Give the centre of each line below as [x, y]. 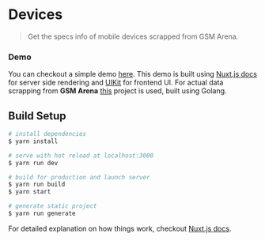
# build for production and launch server [79, 177]
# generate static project [53, 206]
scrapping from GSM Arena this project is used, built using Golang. [117, 91]
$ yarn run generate [42, 214]
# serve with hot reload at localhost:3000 [81, 156]
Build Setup [37, 116]
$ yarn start [30, 192]
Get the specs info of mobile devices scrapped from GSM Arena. [133, 36]
